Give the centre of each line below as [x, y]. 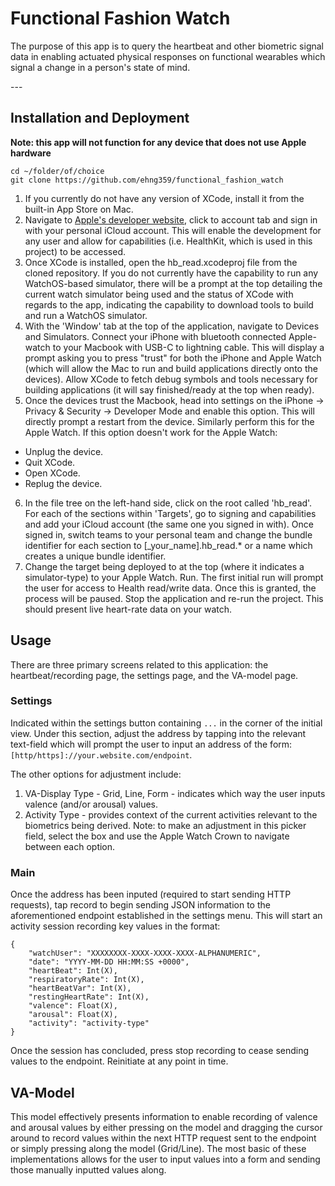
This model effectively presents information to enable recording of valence [164, 1116]
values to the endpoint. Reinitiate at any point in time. [119, 1061]
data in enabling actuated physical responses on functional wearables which [168, 56]
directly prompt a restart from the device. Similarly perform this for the [169, 421]
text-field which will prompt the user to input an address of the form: [151, 744]
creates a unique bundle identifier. [95, 556]
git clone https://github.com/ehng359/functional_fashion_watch [147, 180]
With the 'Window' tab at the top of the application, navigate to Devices [172, 326]
